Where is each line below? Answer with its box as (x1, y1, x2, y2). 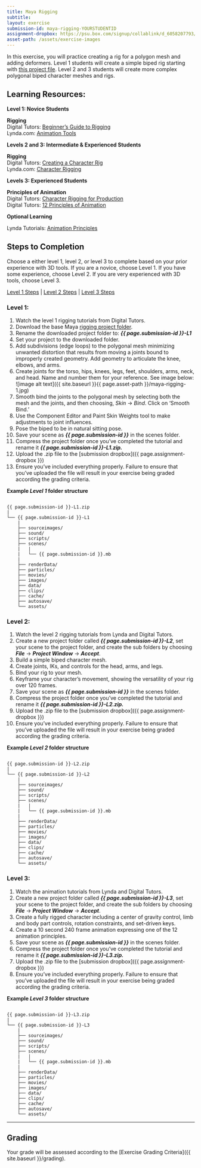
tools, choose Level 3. (7, 276, 61, 284)
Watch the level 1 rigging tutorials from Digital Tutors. (15, 316, 146, 324)
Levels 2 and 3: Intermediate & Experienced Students (7, 141, 141, 148)
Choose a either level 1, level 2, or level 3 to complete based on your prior (7, 258, 187, 265)
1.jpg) (15, 386, 29, 394)
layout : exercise (7, 20, 50, 26)
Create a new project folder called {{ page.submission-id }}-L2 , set (15, 638, 184, 645)
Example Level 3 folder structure (7, 995, 89, 1002)
